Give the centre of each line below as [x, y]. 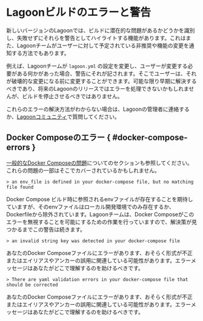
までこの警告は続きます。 [54, 229]
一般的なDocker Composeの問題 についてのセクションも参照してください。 [99, 163]
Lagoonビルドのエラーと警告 [79, 12]
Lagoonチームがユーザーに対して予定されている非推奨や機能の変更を [103, 45]
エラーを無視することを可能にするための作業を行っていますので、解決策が [99, 222]
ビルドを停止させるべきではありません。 [72, 96]
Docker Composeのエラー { [58, 138]
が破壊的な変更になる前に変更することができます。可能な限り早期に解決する [101, 81]
